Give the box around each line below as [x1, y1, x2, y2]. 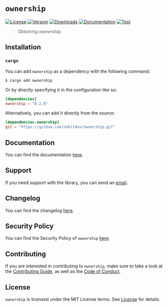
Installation [5, 43, 41, 52]
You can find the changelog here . [5, 207, 74, 213]
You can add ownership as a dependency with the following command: [5, 68, 150, 74]
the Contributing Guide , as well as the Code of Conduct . [5, 268, 121, 274]
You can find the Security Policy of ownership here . [5, 235, 110, 241]
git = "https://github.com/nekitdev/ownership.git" [5, 124, 115, 129]
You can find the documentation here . [5, 151, 84, 158]
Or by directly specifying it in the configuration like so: [5, 87, 117, 93]
